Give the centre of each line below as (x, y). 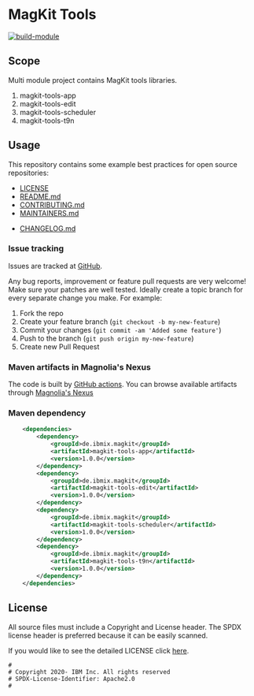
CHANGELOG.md (48, 228)
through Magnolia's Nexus (51, 393)
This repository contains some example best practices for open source (123, 164)
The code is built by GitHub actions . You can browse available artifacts (123, 385)
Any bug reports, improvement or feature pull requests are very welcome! (127, 281)
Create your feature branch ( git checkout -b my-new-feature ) (120, 322)
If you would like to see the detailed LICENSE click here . (99, 650)
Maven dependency (47, 413)
